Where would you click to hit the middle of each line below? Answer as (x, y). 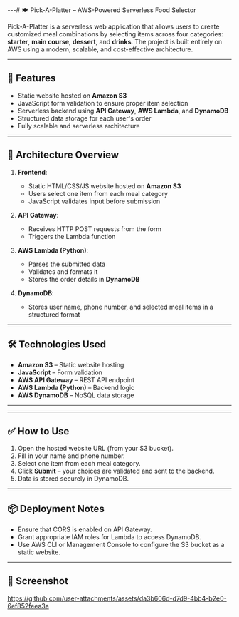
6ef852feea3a (28, 606)
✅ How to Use (38, 431)
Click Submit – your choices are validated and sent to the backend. (116, 471)
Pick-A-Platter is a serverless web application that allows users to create (113, 26)
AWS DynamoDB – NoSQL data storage (76, 395)
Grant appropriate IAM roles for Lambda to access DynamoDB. (109, 537)
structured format (54, 314)
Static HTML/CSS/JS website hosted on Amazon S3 (105, 186)
